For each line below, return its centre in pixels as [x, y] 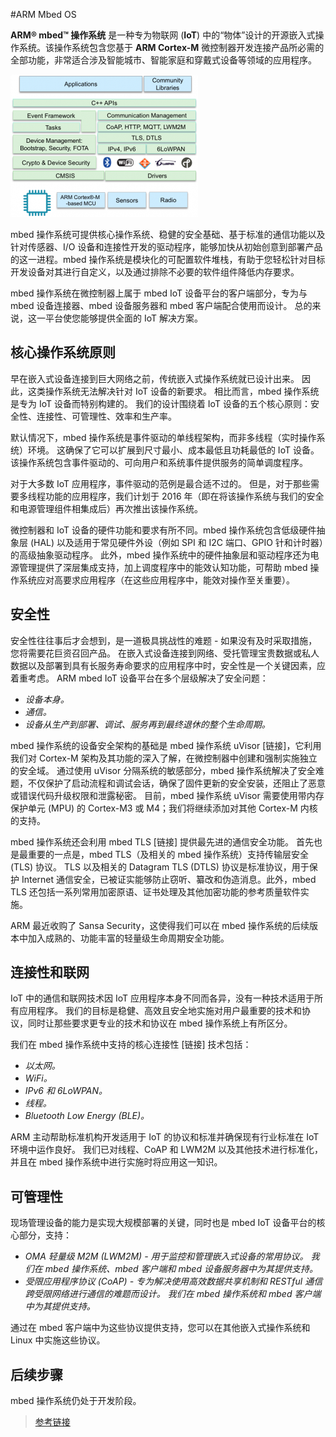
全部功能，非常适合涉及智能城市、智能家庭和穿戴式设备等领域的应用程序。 [163, 60]
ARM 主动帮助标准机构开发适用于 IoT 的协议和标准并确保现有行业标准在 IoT [165, 1137]
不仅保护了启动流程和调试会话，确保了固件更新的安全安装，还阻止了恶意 [176, 783]
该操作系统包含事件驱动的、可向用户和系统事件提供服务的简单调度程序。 [159, 462]
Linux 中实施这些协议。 [58, 1340]
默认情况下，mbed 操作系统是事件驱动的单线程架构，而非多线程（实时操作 [163, 437]
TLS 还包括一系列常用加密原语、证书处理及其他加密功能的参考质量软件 [155, 891]
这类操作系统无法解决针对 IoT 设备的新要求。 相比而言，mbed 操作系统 [173, 391]
